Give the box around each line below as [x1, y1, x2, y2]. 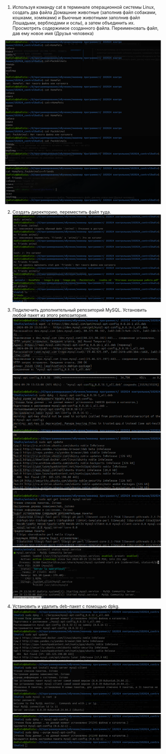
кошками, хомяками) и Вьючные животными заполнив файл [12, 15, 140, 20]
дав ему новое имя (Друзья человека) [12, 31, 94, 36]
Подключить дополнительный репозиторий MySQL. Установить [12, 307, 147, 313]
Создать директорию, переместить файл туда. [12, 209, 111, 215]
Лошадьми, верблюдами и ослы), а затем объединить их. [12, 20, 135, 26]
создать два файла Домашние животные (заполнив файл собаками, [12, 9, 157, 15]
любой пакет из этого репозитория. [12, 312, 88, 318]
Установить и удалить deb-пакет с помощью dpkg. [12, 603, 120, 610]
